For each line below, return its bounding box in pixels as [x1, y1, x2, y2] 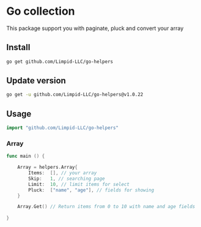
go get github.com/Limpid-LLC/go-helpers [6, 58, 114, 65]
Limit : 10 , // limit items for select [28, 181, 130, 187]
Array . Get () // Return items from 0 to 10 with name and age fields [17, 204, 196, 210]
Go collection [6, 4, 75, 18]
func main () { [6, 153, 45, 160]
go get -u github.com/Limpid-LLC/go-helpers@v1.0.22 [6, 92, 144, 98]
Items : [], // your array [28, 170, 97, 176]
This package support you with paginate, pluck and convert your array [6, 24, 184, 32]
